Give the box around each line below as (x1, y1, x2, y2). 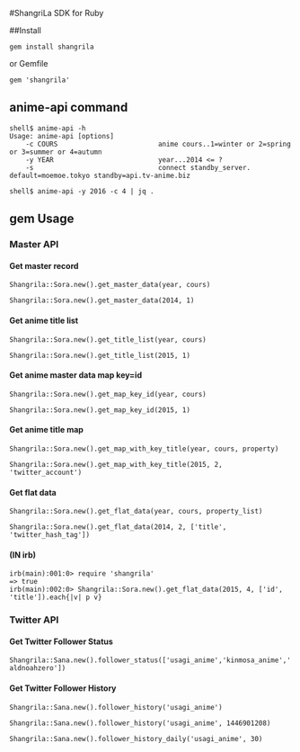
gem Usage (9, 211, 75, 227)
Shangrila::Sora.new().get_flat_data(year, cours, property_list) (9, 507, 263, 516)
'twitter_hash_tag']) (9, 531, 91, 540)
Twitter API (9, 613, 59, 626)
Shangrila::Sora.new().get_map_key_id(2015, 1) (9, 405, 191, 415)
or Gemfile (9, 58, 49, 68)
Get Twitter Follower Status (9, 636, 114, 647)
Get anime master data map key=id (9, 370, 142, 380)
